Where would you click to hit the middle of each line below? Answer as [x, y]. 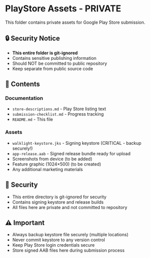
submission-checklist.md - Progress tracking [58, 114]
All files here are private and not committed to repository [70, 207]
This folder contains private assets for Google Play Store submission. [75, 22]
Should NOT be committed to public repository [60, 63]
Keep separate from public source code [53, 68]
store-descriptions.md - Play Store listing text [59, 109]
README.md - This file [33, 120]
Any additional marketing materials [47, 169]
